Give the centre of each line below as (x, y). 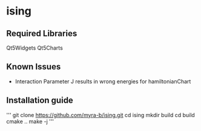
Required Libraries (42, 34)
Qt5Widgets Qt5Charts (35, 48)
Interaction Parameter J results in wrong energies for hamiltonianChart (103, 81)
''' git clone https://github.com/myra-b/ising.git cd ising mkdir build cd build (100, 115)
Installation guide (40, 101)
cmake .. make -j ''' (30, 121)
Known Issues (34, 67)
